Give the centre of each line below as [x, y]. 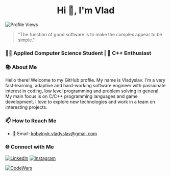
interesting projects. [26, 107]
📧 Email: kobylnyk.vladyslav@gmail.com [55, 134]
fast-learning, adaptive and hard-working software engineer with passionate [86, 86]
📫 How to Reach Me [31, 121]
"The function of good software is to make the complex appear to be [90, 34]
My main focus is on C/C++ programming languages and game [71, 96]
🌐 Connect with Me [30, 147]
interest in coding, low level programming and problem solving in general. [82, 91]
